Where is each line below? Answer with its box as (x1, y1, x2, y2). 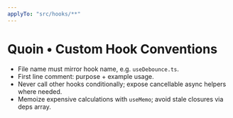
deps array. (17, 102, 51, 111)
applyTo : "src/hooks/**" (7, 10, 81, 18)
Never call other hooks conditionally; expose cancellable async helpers (17, 80, 227, 88)
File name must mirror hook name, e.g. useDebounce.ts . (17, 65, 179, 73)
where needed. (17, 87, 63, 96)
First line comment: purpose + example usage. (17, 72, 154, 80)
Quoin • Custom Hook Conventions (7, 41, 218, 57)
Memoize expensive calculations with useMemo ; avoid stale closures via (17, 95, 224, 103)
